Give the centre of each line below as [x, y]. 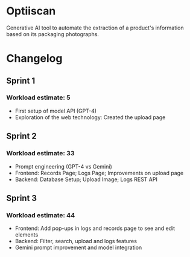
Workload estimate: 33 [40, 153]
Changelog [34, 59]
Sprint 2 [22, 136]
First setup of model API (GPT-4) [56, 111]
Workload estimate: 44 [41, 215]
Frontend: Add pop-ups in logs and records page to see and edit [95, 228]
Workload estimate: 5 [38, 98]
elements [27, 235]
